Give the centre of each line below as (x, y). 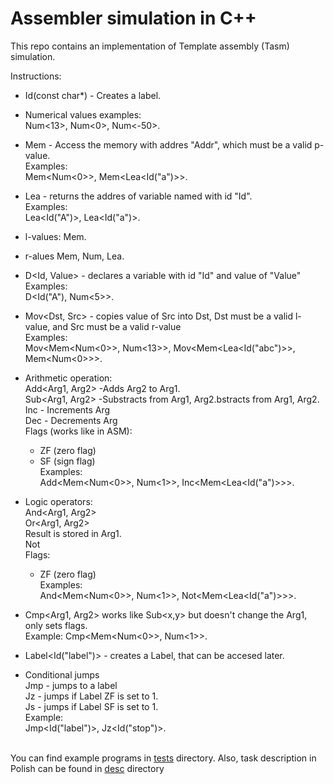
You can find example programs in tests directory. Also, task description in (163, 758)
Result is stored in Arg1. (73, 533)
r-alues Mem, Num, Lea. (74, 256)
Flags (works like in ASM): (78, 431)
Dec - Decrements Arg (71, 420)
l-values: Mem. (55, 236)
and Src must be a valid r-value (117, 326)
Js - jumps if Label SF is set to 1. (91, 706)
